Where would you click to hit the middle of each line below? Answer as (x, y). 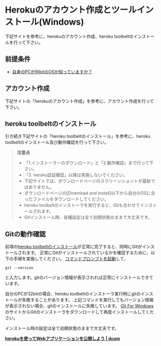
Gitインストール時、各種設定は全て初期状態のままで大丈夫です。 (88, 217)
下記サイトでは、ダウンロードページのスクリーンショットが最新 (88, 181)
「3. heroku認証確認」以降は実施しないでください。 (76, 175)
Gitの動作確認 (25, 234)
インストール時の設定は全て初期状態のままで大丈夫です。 (62, 328)
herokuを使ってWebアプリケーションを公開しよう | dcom (63, 339)
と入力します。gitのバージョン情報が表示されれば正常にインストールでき (77, 278)
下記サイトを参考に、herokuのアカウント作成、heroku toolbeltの (69, 36)
